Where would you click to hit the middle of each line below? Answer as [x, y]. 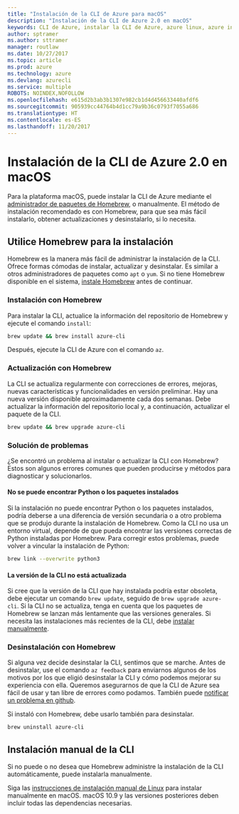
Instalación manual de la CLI [71, 750]
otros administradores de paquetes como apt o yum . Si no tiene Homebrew [116, 274]
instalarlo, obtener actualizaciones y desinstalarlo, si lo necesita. [102, 219]
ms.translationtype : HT [43, 113]
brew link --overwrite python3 [54, 559]
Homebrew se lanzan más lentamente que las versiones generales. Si [109, 614]
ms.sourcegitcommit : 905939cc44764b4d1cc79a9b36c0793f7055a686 [103, 107]
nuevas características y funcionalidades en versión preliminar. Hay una [113, 391]
